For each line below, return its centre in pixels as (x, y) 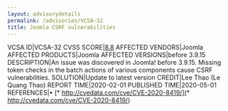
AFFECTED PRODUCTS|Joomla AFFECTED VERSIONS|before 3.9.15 (107, 55)
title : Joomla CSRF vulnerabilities (61, 27)
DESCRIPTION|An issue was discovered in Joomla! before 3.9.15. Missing (114, 63)
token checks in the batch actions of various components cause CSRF (110, 70)
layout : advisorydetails (44, 14)
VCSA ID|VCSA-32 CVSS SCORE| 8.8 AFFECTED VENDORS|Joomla (105, 48)
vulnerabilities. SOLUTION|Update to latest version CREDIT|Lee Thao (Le (114, 78)
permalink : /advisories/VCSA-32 (55, 21)
